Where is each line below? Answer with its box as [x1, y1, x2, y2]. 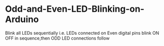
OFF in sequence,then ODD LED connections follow [5, 35, 110, 41]
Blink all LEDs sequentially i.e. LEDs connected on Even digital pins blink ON [5, 30, 159, 36]
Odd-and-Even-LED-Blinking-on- [5, 3, 144, 15]
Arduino [5, 14, 39, 25]
